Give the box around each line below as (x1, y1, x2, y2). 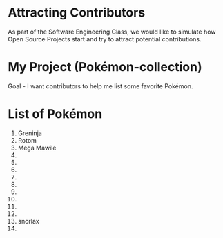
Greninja (17, 129, 42, 137)
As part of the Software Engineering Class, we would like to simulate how (8, 28, 216, 36)
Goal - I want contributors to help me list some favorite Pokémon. (8, 81, 193, 90)
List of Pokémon (8, 106, 103, 122)
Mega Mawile (17, 143, 57, 152)
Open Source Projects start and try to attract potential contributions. (8, 34, 202, 43)
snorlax (17, 217, 40, 225)
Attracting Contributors (8, 5, 146, 21)
